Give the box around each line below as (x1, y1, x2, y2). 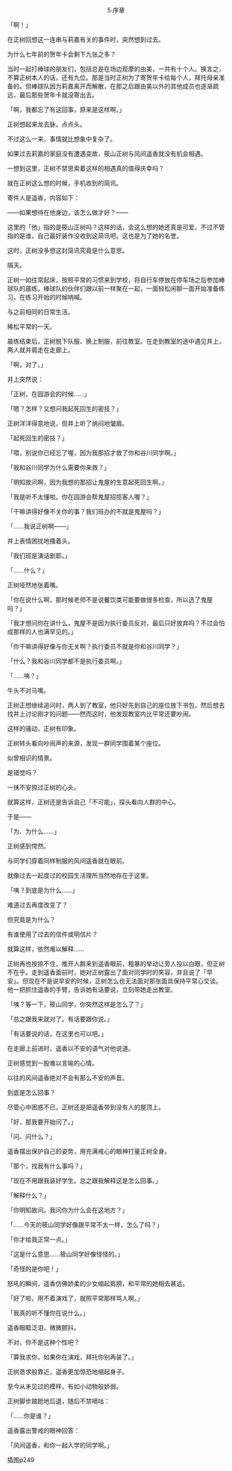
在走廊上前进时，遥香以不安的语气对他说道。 (7, 1044, 135, 1053)
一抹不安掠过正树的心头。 (7, 784, 80, 791)
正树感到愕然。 (7, 842, 50, 850)
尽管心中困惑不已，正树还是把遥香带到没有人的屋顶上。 (7, 1103, 164, 1111)
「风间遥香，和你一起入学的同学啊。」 (7, 1441, 113, 1449)
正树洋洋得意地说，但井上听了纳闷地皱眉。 (7, 419, 128, 427)
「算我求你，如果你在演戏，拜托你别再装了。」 (7, 1353, 137, 1361)
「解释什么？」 (7, 1192, 50, 1199)
